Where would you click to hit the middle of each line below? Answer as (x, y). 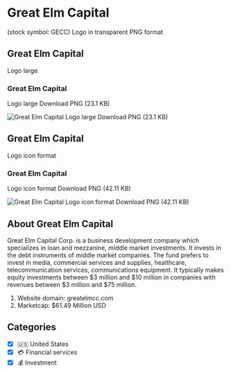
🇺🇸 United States (43, 344)
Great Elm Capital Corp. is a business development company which (103, 240)
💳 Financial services (47, 352)
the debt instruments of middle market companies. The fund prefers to (108, 255)
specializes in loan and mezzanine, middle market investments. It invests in (114, 248)
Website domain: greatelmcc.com (65, 298)
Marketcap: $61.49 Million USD (61, 305)
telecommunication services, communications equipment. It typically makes (115, 270)
